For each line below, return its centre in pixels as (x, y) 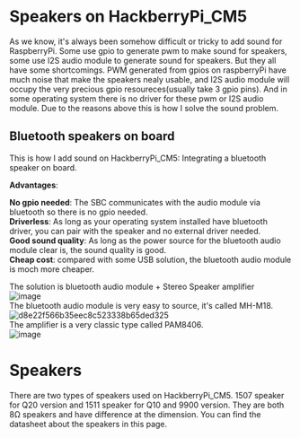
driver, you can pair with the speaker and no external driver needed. (135, 231)
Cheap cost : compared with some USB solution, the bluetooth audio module (150, 259)
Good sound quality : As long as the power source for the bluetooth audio (145, 241)
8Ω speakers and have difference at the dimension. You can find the (136, 414)
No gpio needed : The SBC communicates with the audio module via (135, 202)
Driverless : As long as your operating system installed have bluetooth (138, 221)
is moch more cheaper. (52, 269)
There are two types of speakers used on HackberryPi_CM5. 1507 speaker (147, 395)
